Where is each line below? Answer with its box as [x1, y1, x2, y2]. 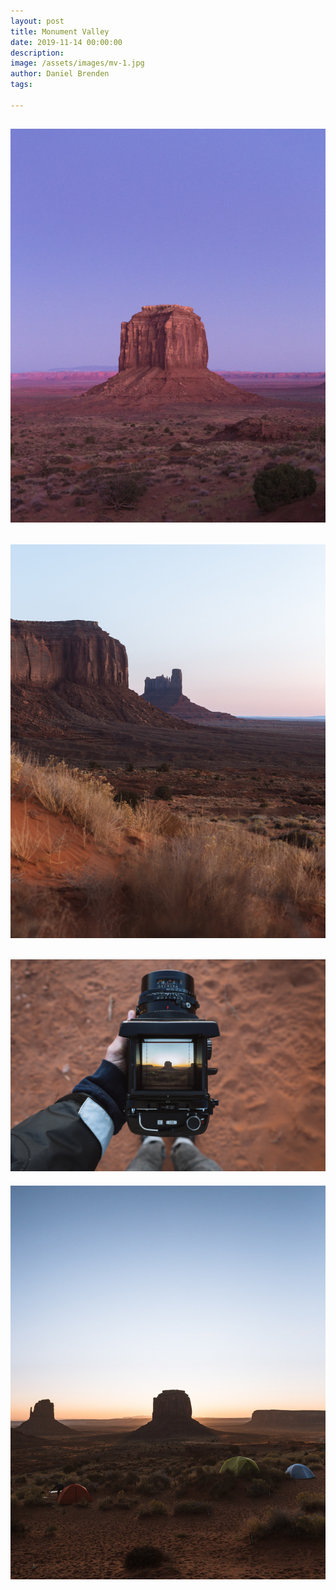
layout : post [10, 16, 65, 26]
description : [10, 48, 65, 58]
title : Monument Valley [10, 26, 110, 37]
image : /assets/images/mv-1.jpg [10, 58, 145, 69]
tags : [10, 80, 33, 90]
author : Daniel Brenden [10, 69, 110, 79]
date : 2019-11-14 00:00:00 [10, 37, 123, 47]
